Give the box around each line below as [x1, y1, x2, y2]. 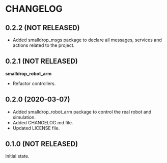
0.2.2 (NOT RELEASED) [5, 23, 80, 32]
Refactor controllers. [12, 80, 56, 87]
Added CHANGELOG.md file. [12, 119, 73, 125]
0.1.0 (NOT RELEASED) [5, 140, 78, 148]
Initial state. [5, 153, 30, 159]
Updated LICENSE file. [12, 125, 60, 131]
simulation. [12, 114, 36, 120]
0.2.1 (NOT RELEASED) [5, 57, 78, 66]
